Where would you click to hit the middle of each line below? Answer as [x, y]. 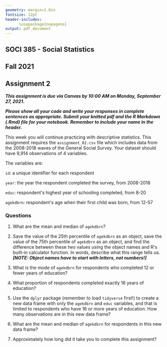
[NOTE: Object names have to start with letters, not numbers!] [80, 258]
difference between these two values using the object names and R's [85, 247]
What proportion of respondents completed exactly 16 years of [78, 283]
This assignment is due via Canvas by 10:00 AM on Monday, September [83, 96]
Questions [18, 215]
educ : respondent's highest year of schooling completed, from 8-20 [76, 192]
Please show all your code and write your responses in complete [75, 111]
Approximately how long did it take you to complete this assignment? [85, 339]
